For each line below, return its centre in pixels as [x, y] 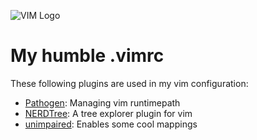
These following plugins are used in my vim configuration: [129, 83]
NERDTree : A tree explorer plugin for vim [108, 113]
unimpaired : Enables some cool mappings [111, 124]
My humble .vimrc [87, 56]
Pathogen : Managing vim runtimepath [102, 102]
